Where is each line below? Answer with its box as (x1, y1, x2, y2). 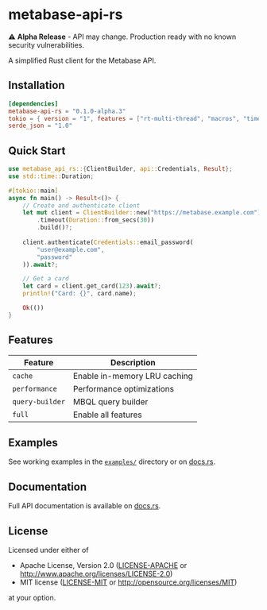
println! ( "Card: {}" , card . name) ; (22, 290, 137, 298)
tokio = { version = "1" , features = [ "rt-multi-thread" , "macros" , (8, 114, 240, 122)
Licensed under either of (8, 546, 89, 555)
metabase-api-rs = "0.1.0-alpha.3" (8, 107, 126, 115)
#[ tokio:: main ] (8, 187, 59, 195)
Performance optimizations (72, 383, 175, 394)
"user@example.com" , (37, 245, 105, 253)
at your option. (8, 593, 56, 603)
